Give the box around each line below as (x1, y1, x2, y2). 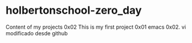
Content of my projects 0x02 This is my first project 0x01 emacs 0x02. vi (5, 23, 186, 30)
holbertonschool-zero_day (5, 4, 142, 17)
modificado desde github (5, 29, 68, 36)
